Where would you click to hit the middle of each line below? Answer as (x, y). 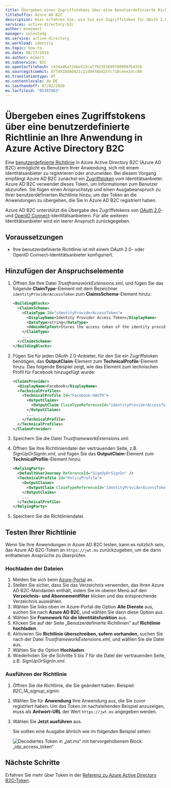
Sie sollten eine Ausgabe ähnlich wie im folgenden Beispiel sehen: (82, 731)
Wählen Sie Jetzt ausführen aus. (47, 721)
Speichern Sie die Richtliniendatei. (49, 516)
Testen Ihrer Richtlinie (41, 532)
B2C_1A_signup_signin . (36, 691)
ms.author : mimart (25, 57)
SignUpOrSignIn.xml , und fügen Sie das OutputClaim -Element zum (83, 454)
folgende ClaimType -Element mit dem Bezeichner (65, 289)
